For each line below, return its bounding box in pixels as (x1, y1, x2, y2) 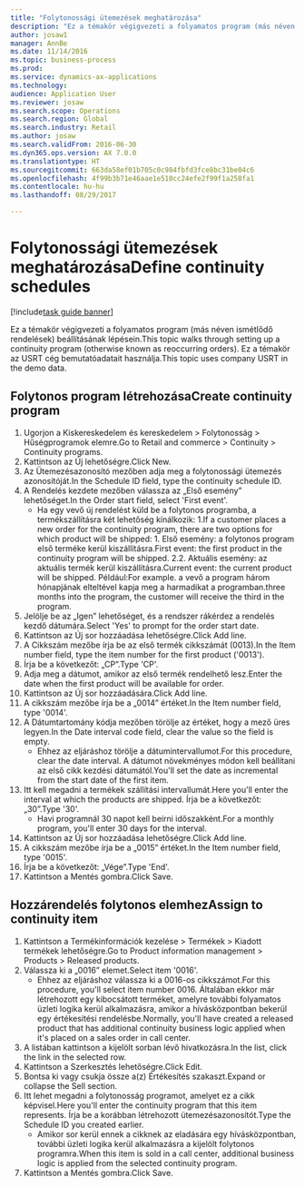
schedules (10, 276, 92, 297)
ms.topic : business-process (10, 55, 117, 64)
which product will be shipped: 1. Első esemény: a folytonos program (36, 533, 295, 544)
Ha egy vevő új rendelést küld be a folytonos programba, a (36, 504, 257, 515)
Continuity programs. (23, 446, 103, 457)
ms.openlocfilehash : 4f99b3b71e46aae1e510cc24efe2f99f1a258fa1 (10, 173, 255, 183)
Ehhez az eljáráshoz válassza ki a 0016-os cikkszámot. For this (36, 974, 271, 985)
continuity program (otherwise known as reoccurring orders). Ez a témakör (10, 342, 290, 354)
